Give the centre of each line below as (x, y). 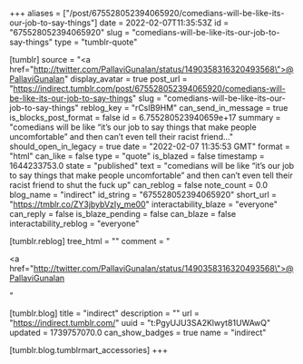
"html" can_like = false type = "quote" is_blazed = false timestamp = (137, 156)
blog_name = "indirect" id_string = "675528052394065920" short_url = (143, 195)
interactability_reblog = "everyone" (74, 223)
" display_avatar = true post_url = (126, 79)
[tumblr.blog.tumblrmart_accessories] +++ (89, 350)
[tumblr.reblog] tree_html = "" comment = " (90, 241)
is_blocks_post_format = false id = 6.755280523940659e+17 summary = (145, 118)
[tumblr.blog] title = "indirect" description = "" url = (104, 313)
